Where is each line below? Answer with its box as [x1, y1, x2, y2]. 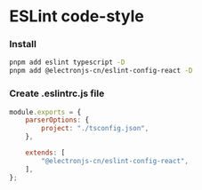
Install [9, 38, 37, 51]
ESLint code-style [9, 6, 144, 27]
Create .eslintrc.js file [9, 87, 105, 99]
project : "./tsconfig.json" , [41, 124, 149, 133]
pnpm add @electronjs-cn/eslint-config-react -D [9, 67, 193, 75]
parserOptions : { [25, 115, 90, 125]
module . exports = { [9, 107, 82, 116]
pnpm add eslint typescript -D [9, 58, 125, 67]
